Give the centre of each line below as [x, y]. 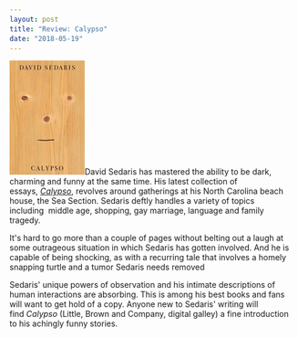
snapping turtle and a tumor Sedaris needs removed [107, 267]
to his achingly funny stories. [64, 323]
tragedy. [25, 220]
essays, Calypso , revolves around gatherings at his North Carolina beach [147, 191]
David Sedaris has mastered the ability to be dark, [178, 172]
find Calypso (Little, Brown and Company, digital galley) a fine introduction [149, 314]
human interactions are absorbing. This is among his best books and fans [147, 295]
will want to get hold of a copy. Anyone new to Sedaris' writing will [134, 304]
